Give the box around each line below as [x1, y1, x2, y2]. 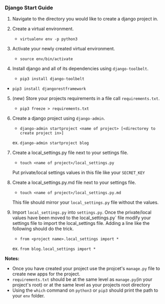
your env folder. [12, 293, 45, 299]
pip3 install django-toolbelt [19, 77, 85, 82]
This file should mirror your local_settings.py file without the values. [12, 199, 159, 205]
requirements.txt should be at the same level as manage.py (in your [12, 276, 153, 282]
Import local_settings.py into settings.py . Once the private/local [12, 210, 152, 216]
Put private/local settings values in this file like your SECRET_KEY [12, 169, 145, 176]
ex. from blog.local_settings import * [12, 245, 96, 252]
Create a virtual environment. [12, 26, 74, 32]
